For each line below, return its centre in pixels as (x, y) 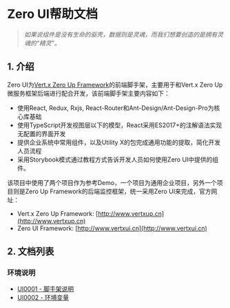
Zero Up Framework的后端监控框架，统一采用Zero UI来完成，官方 (118, 191)
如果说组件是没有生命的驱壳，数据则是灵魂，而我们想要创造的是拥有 (121, 34)
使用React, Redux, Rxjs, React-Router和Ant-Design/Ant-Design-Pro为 (115, 108)
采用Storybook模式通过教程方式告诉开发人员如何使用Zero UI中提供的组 (118, 159)
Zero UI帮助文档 (53, 14)
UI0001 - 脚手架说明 (45, 289)
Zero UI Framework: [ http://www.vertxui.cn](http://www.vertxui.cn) (112, 228)
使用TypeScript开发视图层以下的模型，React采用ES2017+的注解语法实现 (119, 125)
